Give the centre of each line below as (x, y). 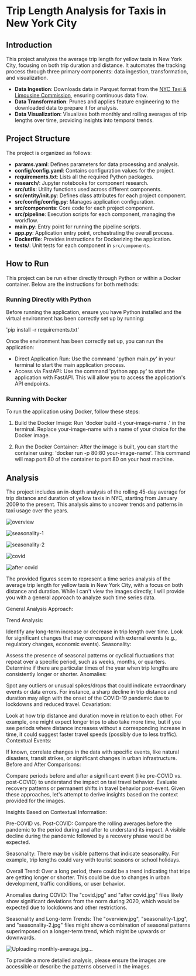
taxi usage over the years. (37, 511)
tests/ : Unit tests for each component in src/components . (82, 245)
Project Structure (38, 139)
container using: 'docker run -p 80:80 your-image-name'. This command (102, 453)
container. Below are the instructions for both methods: (73, 284)
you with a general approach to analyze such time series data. (81, 597)
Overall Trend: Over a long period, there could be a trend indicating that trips (98, 871)
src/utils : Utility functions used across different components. (88, 189)
